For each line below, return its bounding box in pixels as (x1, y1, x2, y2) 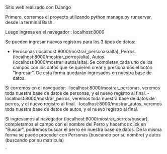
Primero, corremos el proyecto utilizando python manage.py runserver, (5, 14, 152, 20)
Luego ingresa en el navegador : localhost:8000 (5, 29, 105, 35)
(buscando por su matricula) (5, 137, 64, 143)
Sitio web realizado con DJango (5, 5, 71, 10)
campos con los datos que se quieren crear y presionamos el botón (12, 65, 152, 70)
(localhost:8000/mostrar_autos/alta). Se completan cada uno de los (12, 59, 153, 65)
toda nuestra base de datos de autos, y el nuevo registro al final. (5, 106, 138, 112)
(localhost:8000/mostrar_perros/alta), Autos (12, 54, 105, 60)
